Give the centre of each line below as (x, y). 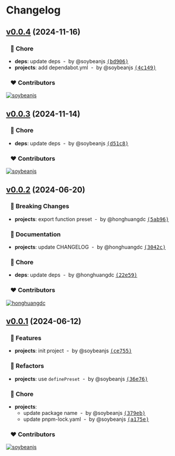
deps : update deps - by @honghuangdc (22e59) (76, 275)
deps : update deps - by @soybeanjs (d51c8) (71, 143)
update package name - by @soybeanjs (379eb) (84, 413)
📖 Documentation (35, 234)
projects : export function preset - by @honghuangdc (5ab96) (92, 219)
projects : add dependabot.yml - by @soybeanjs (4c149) (85, 67)
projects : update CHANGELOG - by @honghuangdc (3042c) (90, 247)
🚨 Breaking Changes (40, 206)
